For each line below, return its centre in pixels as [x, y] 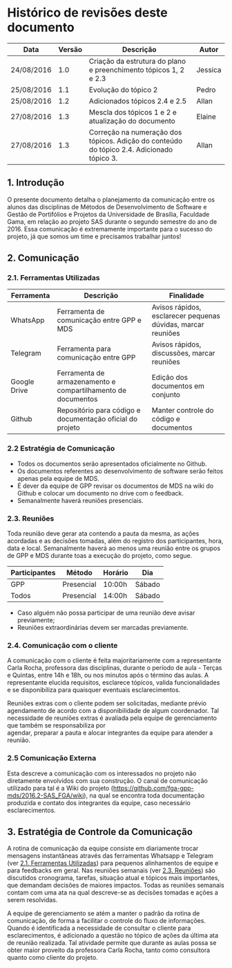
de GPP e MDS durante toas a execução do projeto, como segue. [100, 556]
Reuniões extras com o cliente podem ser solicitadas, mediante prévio [107, 703]
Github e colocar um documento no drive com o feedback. [100, 493]
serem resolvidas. [32, 900]
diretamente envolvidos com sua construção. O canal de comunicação [108, 780]
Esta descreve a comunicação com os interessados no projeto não [102, 773]
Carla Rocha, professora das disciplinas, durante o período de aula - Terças [115, 668]
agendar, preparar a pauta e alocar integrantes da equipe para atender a [110, 733]
